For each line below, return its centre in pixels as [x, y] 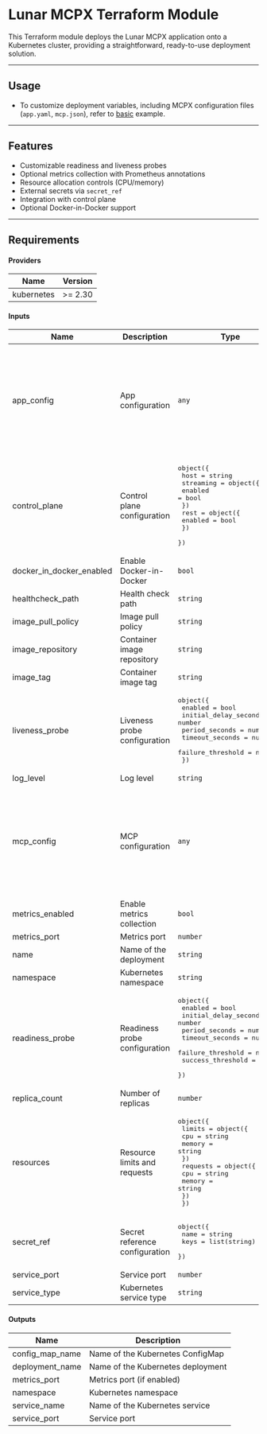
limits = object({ [215, 1129]
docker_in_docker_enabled [62, 571]
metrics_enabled [43, 914]
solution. [23, 53]
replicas [135, 1103]
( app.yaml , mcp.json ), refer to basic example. [92, 114]
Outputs [22, 1319]
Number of [140, 1094]
